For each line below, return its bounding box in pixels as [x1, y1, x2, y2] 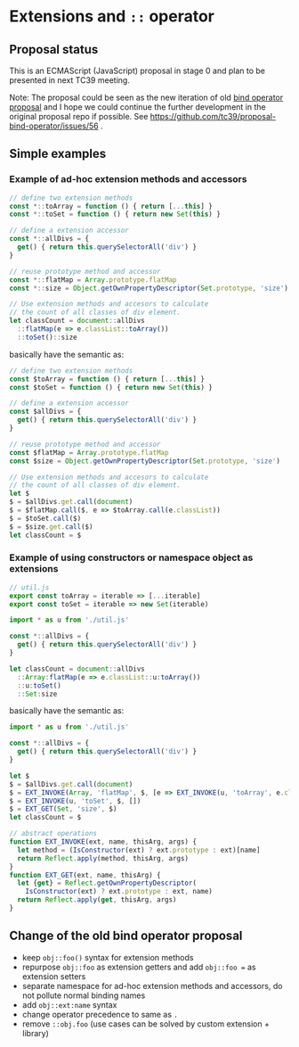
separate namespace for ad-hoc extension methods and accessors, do [21, 980, 283, 991]
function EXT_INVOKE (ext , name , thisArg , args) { [9, 837, 198, 846]
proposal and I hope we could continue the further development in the [9, 102, 266, 112]
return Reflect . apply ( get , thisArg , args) [17, 895, 177, 904]
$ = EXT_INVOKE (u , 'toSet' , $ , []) [9, 796, 141, 805]
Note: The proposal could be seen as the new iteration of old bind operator [9, 92, 284, 103]
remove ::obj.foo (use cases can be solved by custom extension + [21, 1018, 270, 1029]
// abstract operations [9, 829, 98, 838]
